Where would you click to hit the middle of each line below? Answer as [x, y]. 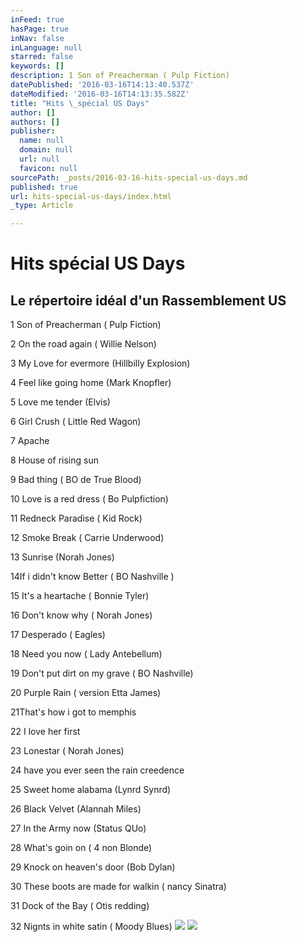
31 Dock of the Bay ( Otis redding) [80, 906]
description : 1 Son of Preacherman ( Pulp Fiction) [120, 76]
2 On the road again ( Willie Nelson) [83, 344]
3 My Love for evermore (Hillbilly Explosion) [100, 363]
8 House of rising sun [54, 460]
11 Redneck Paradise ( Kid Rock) [76, 518]
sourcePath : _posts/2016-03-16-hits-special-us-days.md [129, 177]
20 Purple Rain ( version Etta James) [86, 693]
